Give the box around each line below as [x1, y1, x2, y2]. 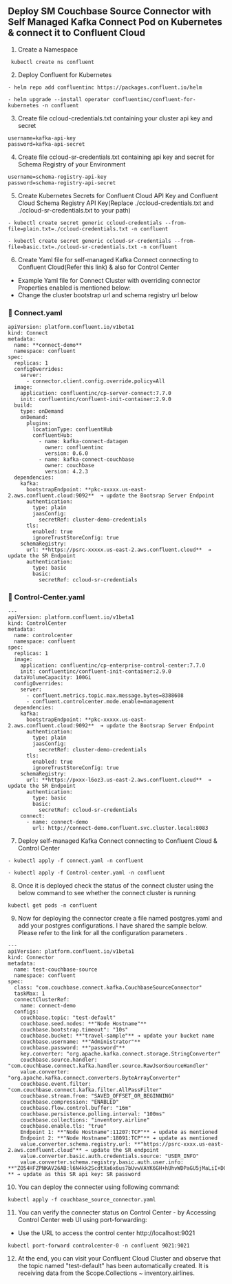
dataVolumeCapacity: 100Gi [14, 674, 92, 681]
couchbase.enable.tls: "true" [20, 1123, 107, 1130]
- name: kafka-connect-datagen [38, 438, 129, 445]
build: [14, 402, 33, 409]
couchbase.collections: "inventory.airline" [20, 1117, 150, 1124]
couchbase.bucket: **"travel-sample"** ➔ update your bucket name [20, 1032, 215, 1040]
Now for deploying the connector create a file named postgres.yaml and [17, 914, 222, 923]
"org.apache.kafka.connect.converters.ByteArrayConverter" [8, 1075, 181, 1082]
